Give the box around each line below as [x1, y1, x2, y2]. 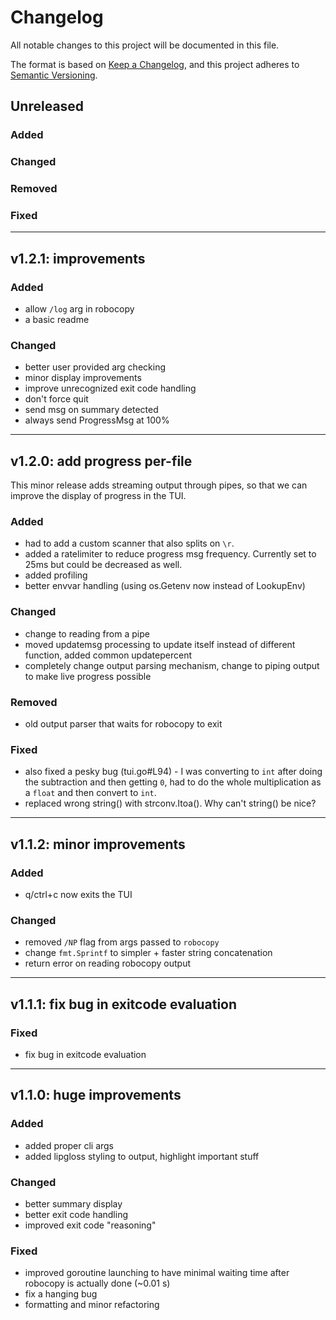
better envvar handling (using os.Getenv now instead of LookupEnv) [24, 580, 306, 592]
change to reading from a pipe [24, 627, 150, 640]
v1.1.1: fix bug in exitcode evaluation [10, 996, 238, 1013]
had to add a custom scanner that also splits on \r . [24, 537, 235, 550]
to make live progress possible [24, 670, 152, 682]
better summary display [24, 1198, 123, 1210]
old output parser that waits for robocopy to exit [24, 718, 223, 730]
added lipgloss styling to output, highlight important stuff [24, 1150, 260, 1162]
